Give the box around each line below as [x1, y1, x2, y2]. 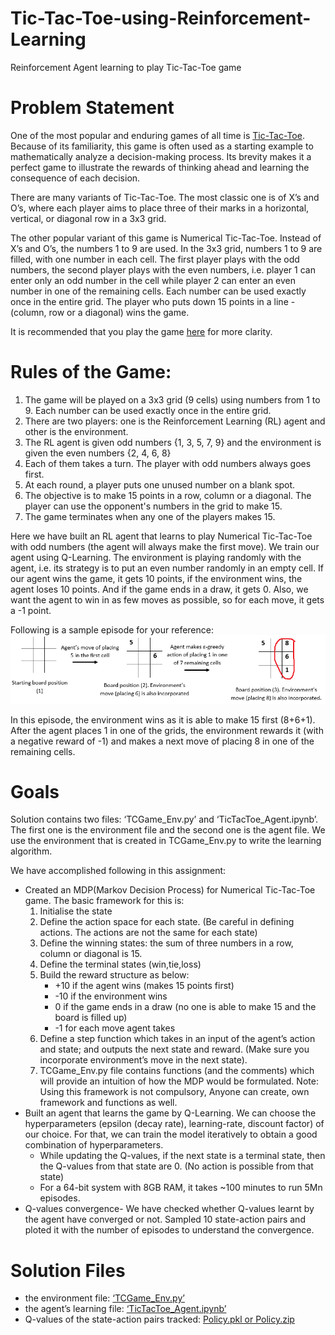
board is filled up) [54, 1012, 128, 1024]
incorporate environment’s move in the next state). [39, 1054, 248, 1066]
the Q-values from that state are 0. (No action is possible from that [39, 1160, 314, 1172]
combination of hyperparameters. [24, 1139, 164, 1151]
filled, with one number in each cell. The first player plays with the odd [10, 253, 300, 265]
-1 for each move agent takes [54, 1022, 176, 1034]
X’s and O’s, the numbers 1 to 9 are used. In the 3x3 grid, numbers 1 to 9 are [10, 242, 323, 254]
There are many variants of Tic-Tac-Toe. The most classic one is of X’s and [10, 191, 320, 203]
